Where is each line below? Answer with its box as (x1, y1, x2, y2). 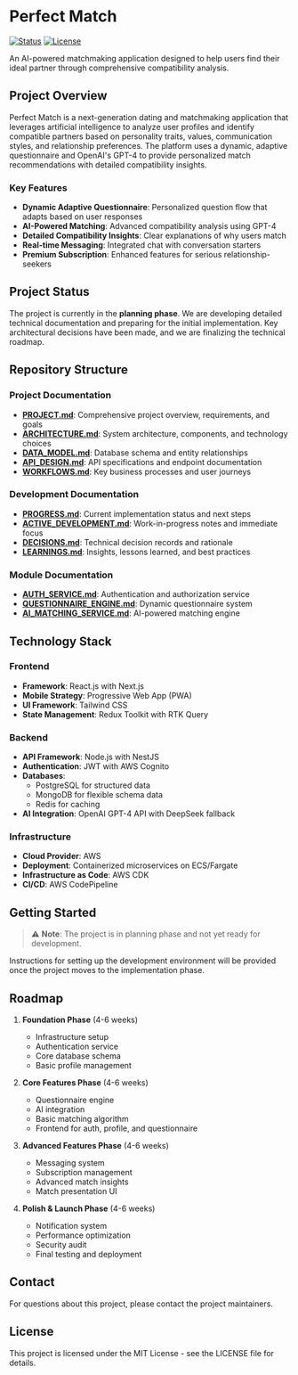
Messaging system (35, 1158, 105, 1168)
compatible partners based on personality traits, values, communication (9, 131, 273, 142)
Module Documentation (9, 569, 114, 581)
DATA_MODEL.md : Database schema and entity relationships (21, 447, 249, 458)
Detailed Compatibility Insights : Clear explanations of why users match (21, 230, 286, 241)
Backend (9, 731, 49, 743)
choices (21, 438, 52, 448)
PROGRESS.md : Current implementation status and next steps (21, 508, 252, 519)
